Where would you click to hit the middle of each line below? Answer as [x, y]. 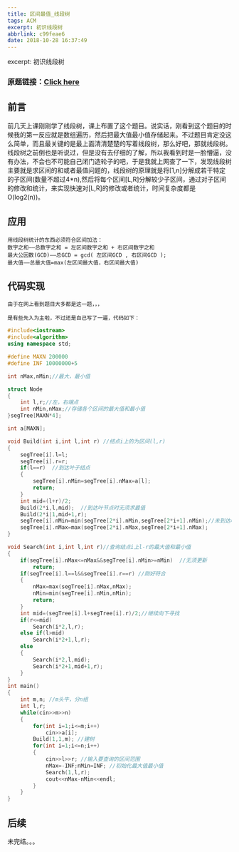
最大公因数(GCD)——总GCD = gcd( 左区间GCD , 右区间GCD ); [87, 255]
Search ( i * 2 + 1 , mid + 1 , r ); [68, 666]
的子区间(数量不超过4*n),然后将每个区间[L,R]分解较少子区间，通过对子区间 [117, 179]
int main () [23, 686]
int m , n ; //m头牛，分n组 [54, 699]
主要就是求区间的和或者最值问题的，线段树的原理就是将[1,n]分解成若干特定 [117, 170]
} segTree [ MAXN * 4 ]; [34, 416]
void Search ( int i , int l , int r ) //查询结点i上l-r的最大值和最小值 [99, 547]
